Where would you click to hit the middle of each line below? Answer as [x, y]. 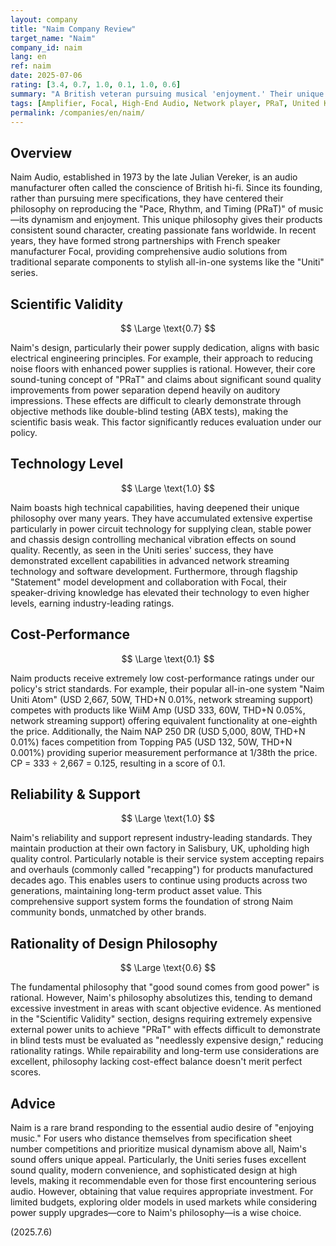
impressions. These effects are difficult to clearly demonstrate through [156, 400]
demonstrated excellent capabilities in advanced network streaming [150, 560]
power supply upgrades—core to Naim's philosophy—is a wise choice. [156, 1213]
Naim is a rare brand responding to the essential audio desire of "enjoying [162, 1128]
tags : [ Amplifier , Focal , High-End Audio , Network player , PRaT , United [165, 103]
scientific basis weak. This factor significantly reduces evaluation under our [166, 422]
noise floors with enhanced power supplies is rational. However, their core [163, 369]
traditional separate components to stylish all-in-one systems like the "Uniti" [167, 262]
